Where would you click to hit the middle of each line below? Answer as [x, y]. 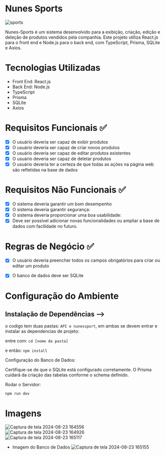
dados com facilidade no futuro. [45, 227]
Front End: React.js [31, 81]
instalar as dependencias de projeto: [42, 331]
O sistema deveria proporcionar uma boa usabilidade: [67, 215]
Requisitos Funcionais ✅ [56, 128]
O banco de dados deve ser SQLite [48, 276]
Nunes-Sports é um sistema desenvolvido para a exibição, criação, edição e [83, 32]
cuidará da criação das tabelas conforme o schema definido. [67, 375]
